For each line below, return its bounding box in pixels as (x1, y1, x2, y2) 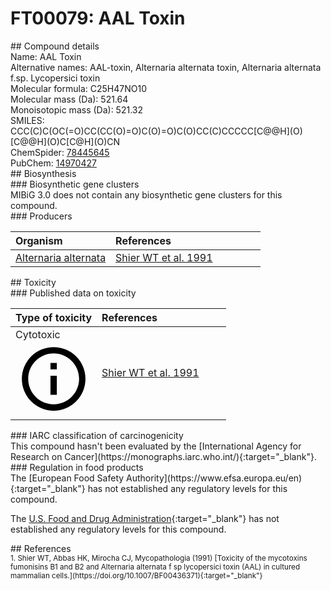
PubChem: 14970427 (10, 157, 97, 169)
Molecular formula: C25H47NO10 (10, 82, 147, 94)
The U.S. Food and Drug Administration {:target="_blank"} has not (10, 513, 280, 525)
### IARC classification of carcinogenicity (10, 430, 184, 442)
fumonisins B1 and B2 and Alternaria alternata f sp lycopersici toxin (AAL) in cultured (10, 562, 301, 572)
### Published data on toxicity (10, 287, 137, 299)
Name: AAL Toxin (10, 50, 82, 62)
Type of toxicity (15, 310, 93, 324)
